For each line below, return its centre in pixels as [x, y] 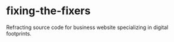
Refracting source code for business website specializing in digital [87, 27]
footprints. [19, 33]
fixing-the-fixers [48, 11]
